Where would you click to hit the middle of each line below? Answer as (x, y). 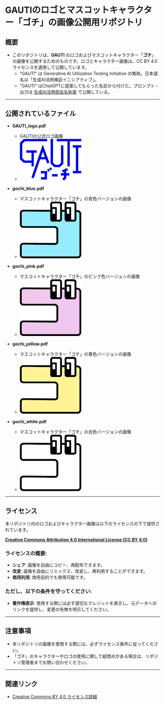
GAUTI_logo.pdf (29, 126)
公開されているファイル (41, 114)
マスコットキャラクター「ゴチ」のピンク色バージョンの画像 (80, 276)
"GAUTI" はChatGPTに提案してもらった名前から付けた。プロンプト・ (89, 86)
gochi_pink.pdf (28, 266)
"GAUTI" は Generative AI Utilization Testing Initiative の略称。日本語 (89, 74)
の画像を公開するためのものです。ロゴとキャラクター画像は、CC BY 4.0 (85, 61)
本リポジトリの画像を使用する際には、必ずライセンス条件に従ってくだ (83, 644)
